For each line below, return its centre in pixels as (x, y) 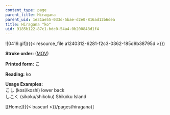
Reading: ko (18, 74)
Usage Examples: (24, 84)
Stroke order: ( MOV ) (27, 54)
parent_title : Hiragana (31, 15)
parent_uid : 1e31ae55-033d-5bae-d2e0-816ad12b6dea (60, 19)
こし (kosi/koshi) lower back (35, 90)
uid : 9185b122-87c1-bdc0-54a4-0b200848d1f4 (52, 29)
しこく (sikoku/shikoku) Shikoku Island (46, 97)
